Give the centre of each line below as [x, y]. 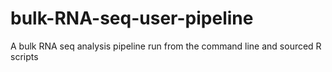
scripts [24, 56]
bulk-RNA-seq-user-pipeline [132, 18]
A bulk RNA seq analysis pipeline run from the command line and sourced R [166, 46]
